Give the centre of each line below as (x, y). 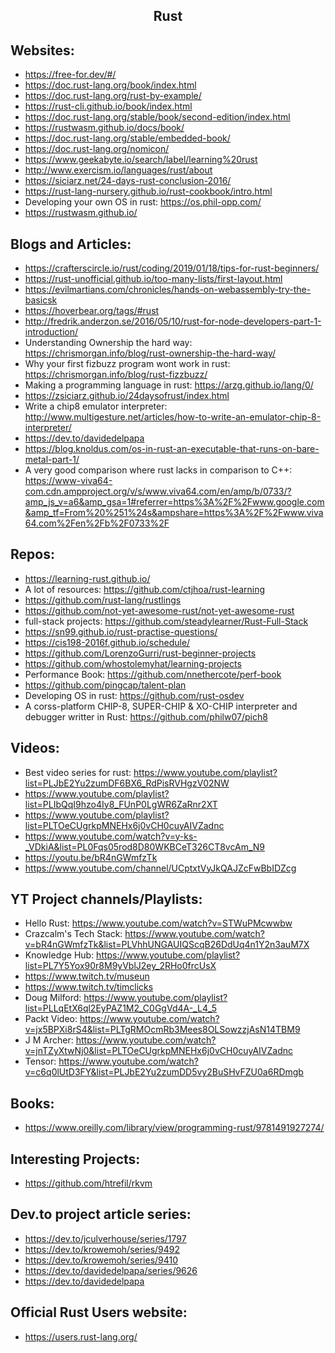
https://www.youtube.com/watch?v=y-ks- (111, 836)
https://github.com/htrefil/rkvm (88, 1183)
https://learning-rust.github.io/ (87, 578)
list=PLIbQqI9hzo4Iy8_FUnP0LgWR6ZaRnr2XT (121, 804)
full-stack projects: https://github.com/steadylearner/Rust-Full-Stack (166, 621)
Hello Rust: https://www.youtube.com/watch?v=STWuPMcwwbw (158, 923)
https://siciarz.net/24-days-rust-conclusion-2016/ (128, 181)
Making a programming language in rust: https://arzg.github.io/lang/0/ (169, 385)
